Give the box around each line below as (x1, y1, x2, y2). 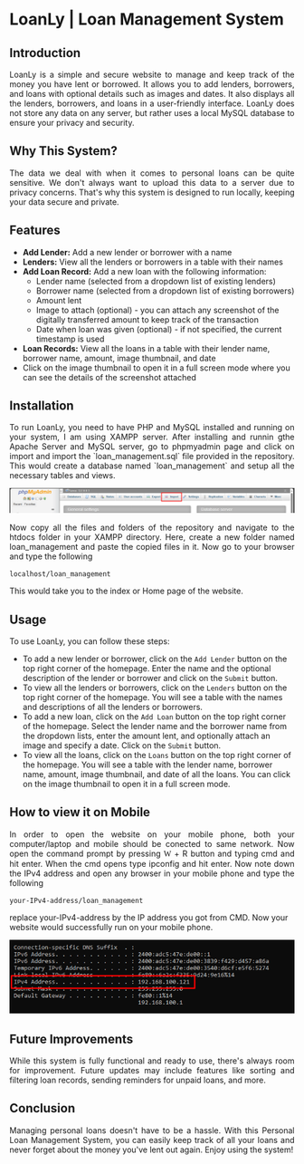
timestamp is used (35, 333, 105, 344)
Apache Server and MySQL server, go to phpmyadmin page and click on (9, 441, 295, 452)
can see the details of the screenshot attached (22, 371, 196, 382)
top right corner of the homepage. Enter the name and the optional (22, 663, 271, 674)
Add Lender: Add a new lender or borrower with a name (22, 246, 233, 257)
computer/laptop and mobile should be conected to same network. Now (9, 838, 295, 849)
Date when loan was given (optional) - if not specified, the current (35, 323, 282, 334)
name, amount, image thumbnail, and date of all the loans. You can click (22, 769, 291, 780)
